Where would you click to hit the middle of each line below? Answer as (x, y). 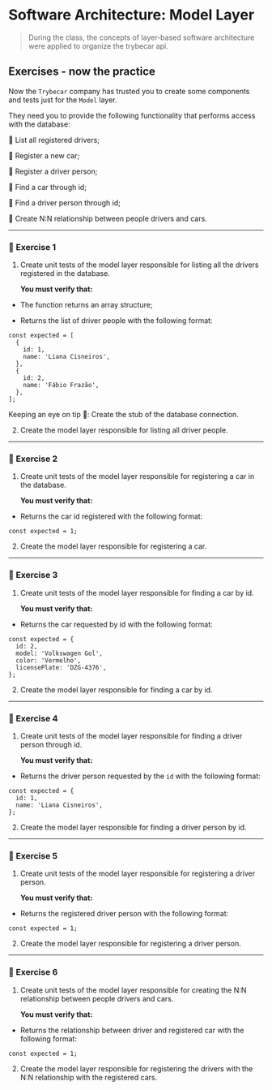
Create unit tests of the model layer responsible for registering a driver (138, 873)
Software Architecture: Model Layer (132, 15)
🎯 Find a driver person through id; (65, 202)
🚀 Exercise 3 (33, 575)
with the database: (39, 124)
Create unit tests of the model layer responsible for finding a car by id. (137, 592)
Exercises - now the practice (82, 72)
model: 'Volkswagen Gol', (59, 653)
